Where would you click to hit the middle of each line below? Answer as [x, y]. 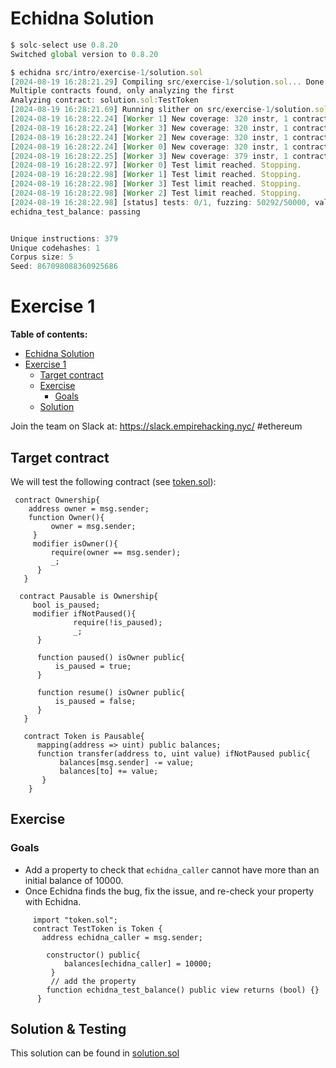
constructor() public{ [93, 955]
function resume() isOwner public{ [111, 692]
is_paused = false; [95, 701]
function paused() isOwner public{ [111, 657]
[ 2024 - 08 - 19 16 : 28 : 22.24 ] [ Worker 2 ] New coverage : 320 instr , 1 [149, 137]
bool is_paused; [66, 605]
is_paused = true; [93, 666]
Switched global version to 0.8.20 [84, 54]
